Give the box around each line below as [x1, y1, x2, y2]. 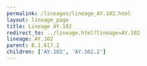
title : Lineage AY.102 [6, 23, 72, 30]
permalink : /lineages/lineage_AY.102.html [6, 10, 131, 17]
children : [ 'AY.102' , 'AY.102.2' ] [6, 49, 107, 56]
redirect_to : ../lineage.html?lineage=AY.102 [6, 29, 140, 36]
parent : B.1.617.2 [6, 42, 60, 49]
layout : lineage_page [6, 16, 69, 23]
